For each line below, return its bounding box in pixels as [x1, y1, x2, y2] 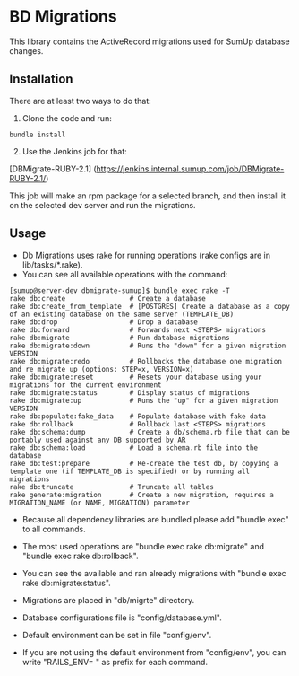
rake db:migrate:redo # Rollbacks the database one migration [9, 356, 282, 365]
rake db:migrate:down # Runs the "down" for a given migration [9, 341, 286, 350]
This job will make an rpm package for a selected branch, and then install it [9, 190, 286, 201]
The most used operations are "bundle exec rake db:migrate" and [21, 540, 265, 551]
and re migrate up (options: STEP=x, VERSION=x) [9, 364, 194, 373]
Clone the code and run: [21, 112, 112, 123]
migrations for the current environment [9, 380, 163, 390]
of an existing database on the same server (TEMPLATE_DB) [9, 310, 235, 319]
